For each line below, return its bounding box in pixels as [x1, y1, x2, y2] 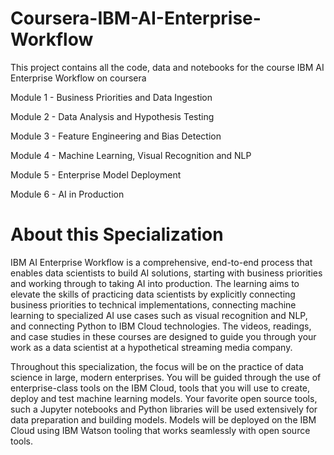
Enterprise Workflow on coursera [10, 72, 147, 84]
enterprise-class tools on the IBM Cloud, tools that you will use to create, [10, 382, 311, 394]
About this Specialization [10, 223, 224, 246]
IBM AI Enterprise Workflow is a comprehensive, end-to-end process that [10, 256, 313, 268]
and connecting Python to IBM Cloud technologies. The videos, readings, [10, 320, 312, 332]
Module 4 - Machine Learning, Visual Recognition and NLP [10, 149, 252, 161]
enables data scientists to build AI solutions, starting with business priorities [10, 267, 323, 279]
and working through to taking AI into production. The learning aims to [10, 277, 300, 289]
